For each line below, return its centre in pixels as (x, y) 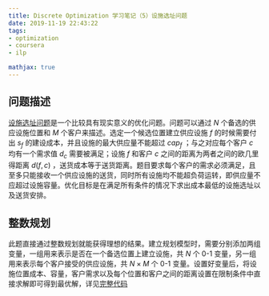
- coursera (26, 46)
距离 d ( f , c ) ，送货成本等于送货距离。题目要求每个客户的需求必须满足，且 (135, 166)
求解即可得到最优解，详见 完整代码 (71, 284)
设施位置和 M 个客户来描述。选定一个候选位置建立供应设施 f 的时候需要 (132, 132)
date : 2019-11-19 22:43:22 (53, 23)
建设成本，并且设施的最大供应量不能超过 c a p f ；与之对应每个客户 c (143, 143)
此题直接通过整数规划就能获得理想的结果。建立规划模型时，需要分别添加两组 (134, 244)
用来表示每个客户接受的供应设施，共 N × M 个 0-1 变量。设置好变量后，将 (129, 264)
